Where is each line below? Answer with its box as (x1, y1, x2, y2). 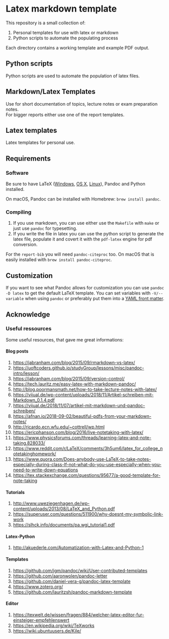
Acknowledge (6, 310, 50, 319)
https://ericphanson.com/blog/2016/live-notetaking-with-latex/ (13, 429, 144, 435)
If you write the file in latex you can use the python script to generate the (13, 231, 164, 237)
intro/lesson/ (13, 370, 40, 376)
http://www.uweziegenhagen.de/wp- (13, 501, 90, 507)
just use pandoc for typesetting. (13, 225, 77, 231)
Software (6, 169, 29, 176)
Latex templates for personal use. (6, 139, 75, 145)
